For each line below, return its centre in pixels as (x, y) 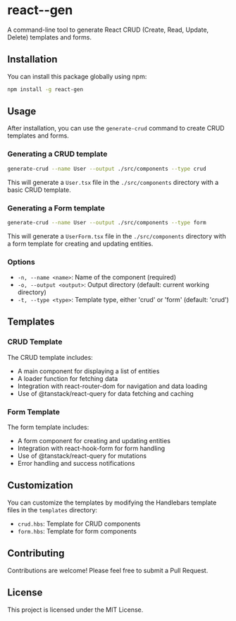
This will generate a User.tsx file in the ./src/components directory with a (113, 182)
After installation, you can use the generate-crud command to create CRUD (116, 128)
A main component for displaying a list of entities (88, 371)
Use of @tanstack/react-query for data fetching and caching (105, 393)
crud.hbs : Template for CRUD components (79, 524)
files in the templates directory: (52, 510)
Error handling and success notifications (76, 464)
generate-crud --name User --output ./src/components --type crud (107, 169)
